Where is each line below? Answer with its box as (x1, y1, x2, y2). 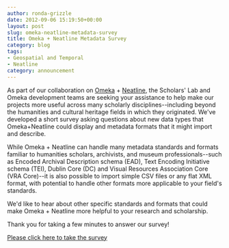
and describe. (7, 129, 46, 137)
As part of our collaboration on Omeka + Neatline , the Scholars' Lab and (7, 86, 211, 94)
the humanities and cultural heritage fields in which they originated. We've (7, 107, 216, 116)
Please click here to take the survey (7, 233, 108, 241)
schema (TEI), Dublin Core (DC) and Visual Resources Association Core (7, 165, 208, 173)
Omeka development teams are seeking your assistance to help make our (7, 93, 214, 101)
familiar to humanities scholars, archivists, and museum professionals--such (7, 150, 222, 158)
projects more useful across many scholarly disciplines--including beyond (7, 100, 216, 109)
